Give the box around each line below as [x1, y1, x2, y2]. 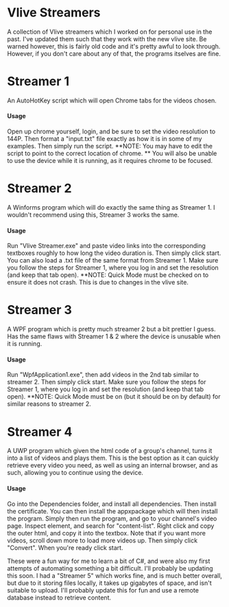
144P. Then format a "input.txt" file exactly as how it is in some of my [7, 135, 202, 143]
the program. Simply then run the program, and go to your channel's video [7, 514, 217, 522]
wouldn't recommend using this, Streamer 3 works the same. [7, 211, 180, 219]
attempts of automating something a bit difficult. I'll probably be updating [7, 564, 214, 572]
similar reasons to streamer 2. [7, 400, 91, 408]
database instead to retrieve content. [7, 593, 112, 602]
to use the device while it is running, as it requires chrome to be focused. [7, 157, 213, 165]
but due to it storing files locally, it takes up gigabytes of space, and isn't [7, 579, 212, 587]
